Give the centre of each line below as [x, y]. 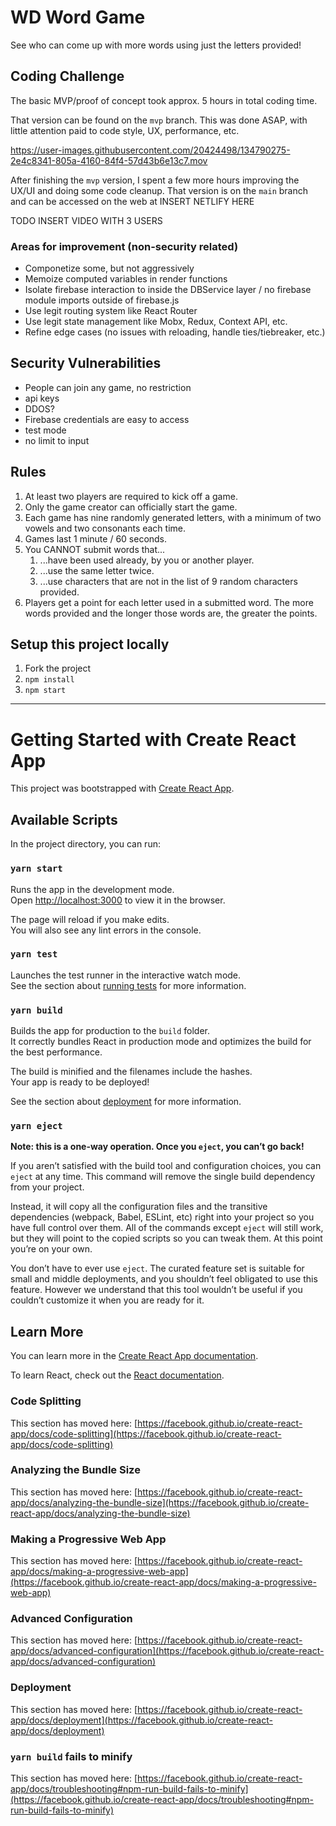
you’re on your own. [51, 1249]
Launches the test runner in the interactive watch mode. [126, 975]
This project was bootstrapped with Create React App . [122, 788]
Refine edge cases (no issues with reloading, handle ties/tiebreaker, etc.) [175, 332]
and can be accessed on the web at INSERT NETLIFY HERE [132, 201]
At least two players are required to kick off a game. [131, 496]
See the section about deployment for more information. [126, 1102]
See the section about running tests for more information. [128, 985]
